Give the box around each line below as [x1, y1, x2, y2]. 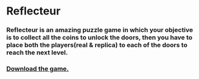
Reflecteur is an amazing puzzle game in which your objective [6, 26, 194, 34]
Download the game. [6, 65, 69, 73]
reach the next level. [6, 48, 68, 57]
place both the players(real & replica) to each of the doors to [6, 41, 187, 49]
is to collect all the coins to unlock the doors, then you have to [6, 33, 193, 42]
